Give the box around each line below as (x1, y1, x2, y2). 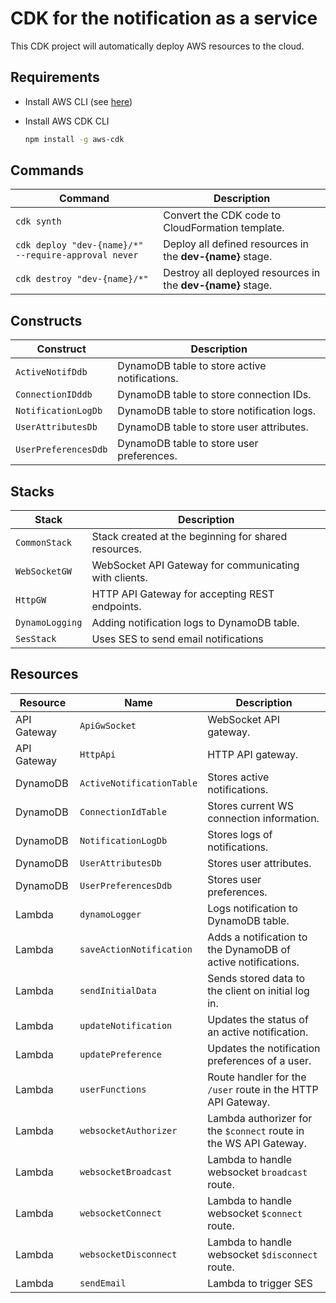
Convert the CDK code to (163, 208, 281, 222)
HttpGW (15, 595, 47, 606)
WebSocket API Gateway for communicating (91, 558, 300, 572)
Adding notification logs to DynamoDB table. (91, 616, 300, 630)
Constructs (10, 312, 83, 329)
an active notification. (207, 1025, 309, 1039)
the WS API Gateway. (207, 1136, 307, 1150)
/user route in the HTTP (207, 1082, 319, 1096)
